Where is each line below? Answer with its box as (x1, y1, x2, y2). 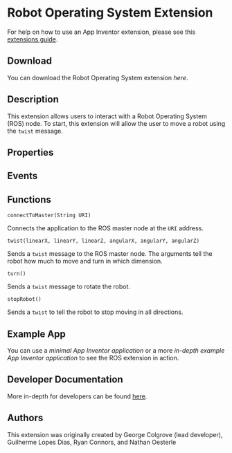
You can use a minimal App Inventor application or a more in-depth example (7, 346, 225, 354)
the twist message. (7, 127, 64, 135)
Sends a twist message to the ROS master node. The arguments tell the (7, 250, 213, 258)
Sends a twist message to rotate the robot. (7, 282, 130, 291)
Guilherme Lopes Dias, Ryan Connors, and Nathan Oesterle (7, 438, 177, 446)
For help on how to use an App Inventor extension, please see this (7, 28, 196, 36)
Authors (7, 412, 44, 424)
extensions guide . (7, 35, 58, 43)
